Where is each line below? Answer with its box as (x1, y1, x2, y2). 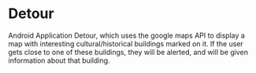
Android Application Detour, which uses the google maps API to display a (8, 31, 246, 40)
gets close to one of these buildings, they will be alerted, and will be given (8, 47, 248, 57)
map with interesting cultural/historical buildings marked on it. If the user (8, 38, 244, 48)
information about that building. (8, 56, 110, 65)
